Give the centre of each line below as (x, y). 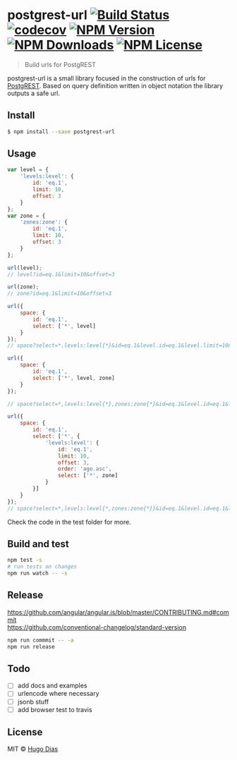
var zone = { (26, 216)
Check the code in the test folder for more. (69, 522)
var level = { (28, 170)
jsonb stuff (33, 701)
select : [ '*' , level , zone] (74, 378)
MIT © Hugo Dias (33, 749)
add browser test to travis (55, 709)
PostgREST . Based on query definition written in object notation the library (115, 85)
